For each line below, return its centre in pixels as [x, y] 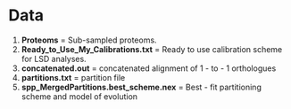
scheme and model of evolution [79, 96]
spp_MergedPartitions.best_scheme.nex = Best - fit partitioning [141, 87]
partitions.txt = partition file [73, 77]
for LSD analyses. [54, 58]
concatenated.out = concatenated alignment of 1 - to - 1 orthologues [149, 68]
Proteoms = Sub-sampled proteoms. [89, 40]
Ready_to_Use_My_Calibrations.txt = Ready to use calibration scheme [152, 49]
